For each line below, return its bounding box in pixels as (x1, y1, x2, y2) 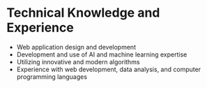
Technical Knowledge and (6, 5, 160, 21)
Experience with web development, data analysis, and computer (16, 65, 201, 73)
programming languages (16, 72, 88, 81)
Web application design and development (16, 43, 137, 51)
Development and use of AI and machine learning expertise (16, 50, 187, 59)
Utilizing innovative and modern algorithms (16, 57, 140, 66)
